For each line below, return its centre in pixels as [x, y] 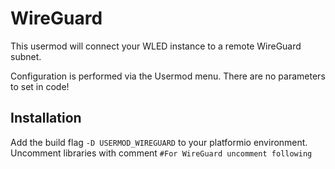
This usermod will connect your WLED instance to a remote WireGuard [156, 46]
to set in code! [40, 86]
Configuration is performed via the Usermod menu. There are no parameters [168, 76]
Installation [46, 118]
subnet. [26, 56]
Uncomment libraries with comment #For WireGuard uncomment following [161, 153]
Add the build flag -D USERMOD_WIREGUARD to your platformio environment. [159, 142]
